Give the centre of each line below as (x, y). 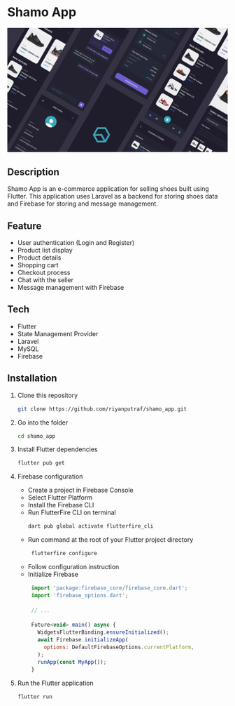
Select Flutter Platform (60, 498)
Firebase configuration (50, 477)
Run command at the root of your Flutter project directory (111, 540)
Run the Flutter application (55, 683)
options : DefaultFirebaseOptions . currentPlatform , (119, 647)
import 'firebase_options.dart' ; (80, 595)
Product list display (45, 251)
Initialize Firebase (53, 574)
